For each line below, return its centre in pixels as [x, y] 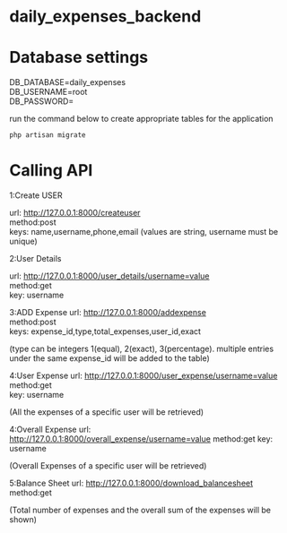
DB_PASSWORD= [42, 101]
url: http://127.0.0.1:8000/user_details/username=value [109, 276]
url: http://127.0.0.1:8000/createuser [75, 213]
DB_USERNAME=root [48, 92]
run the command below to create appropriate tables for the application [141, 119]
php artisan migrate [48, 135]
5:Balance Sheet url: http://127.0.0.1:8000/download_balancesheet [131, 483]
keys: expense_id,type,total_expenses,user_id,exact [105, 331]
